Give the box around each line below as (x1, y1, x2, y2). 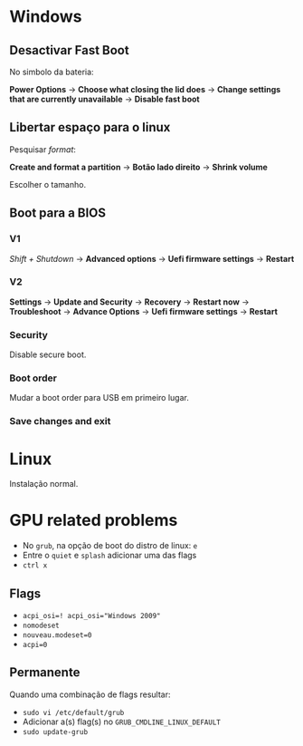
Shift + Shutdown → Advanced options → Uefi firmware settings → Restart (9, 253, 295, 264)
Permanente (9, 664, 80, 681)
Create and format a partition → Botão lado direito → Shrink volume (9, 161, 269, 172)
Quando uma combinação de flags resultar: (9, 689, 171, 700)
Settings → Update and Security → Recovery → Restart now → (9, 296, 251, 307)
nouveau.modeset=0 (22, 631, 92, 640)
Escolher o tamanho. (9, 179, 87, 189)
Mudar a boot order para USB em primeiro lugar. (9, 392, 190, 403)
